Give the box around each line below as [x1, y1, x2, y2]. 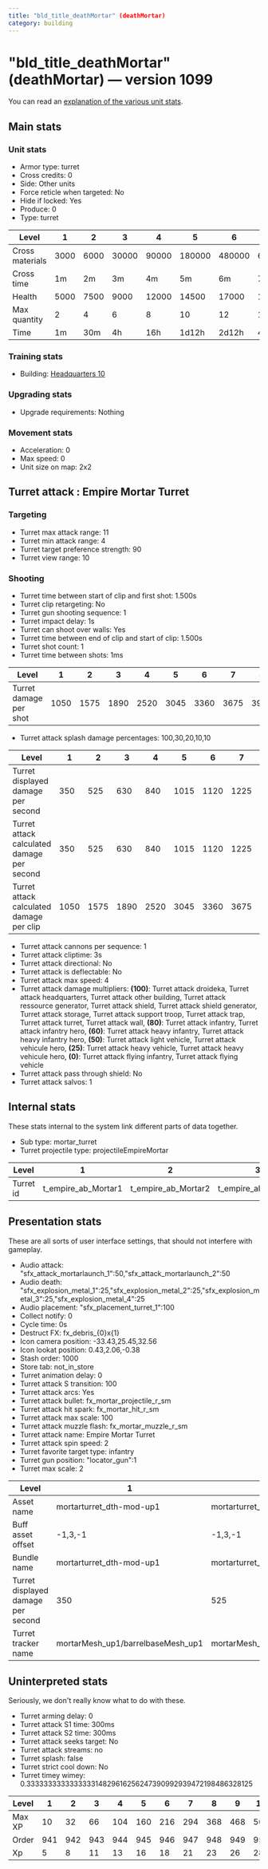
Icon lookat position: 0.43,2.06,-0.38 [19, 1345, 140, 1354]
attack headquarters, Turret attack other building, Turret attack [19, 993, 227, 1002]
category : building [8, 19, 73, 27]
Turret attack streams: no [19, 1745, 104, 1755]
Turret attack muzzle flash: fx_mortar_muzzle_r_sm [19, 1421, 188, 1431]
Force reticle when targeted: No [19, 188, 125, 197]
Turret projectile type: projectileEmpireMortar [19, 1145, 169, 1155]
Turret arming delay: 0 [19, 1711, 93, 1721]
